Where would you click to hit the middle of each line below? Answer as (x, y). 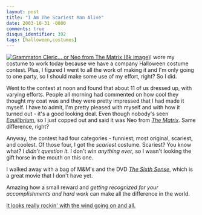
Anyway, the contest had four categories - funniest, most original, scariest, (99, 138)
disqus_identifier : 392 (36, 34)
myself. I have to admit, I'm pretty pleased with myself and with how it (93, 107)
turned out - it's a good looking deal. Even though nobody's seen (87, 114)
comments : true (25, 29)
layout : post (23, 12)
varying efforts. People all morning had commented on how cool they (93, 95)
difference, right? (28, 127)
